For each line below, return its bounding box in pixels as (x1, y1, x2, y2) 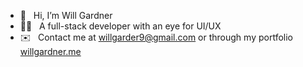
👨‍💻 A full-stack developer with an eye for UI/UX (19, 20, 222, 32)
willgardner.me (19, 46, 82, 57)
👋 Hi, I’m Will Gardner (19, 10, 113, 21)
